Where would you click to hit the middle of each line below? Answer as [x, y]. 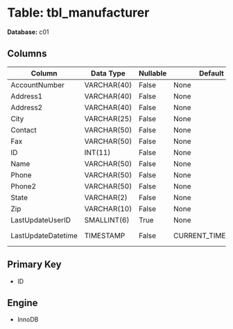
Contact [24, 130]
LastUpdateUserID [41, 220]
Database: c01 [28, 32]
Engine [23, 303]
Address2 [27, 107]
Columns [27, 54]
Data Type [109, 73]
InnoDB [28, 319]
